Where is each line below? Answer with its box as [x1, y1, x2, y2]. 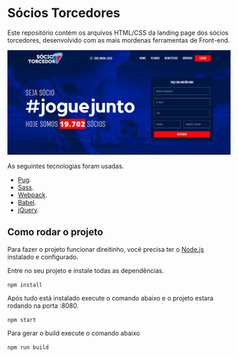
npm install [7, 281, 42, 289]
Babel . [17, 198, 37, 206]
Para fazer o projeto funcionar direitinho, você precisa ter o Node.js [7, 245, 204, 253]
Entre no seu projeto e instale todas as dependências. [7, 266, 164, 274]
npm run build [7, 344, 50, 351]
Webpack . [17, 190, 47, 199]
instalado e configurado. [7, 252, 79, 261]
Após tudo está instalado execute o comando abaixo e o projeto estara [7, 293, 214, 302]
